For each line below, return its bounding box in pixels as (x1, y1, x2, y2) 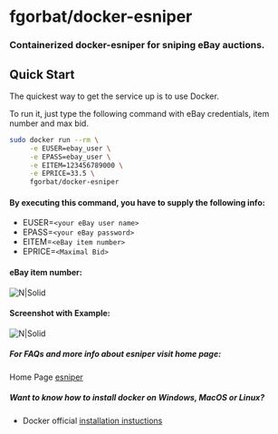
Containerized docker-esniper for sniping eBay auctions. (9, 39, 265, 52)
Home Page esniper (9, 371, 83, 382)
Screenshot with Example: (9, 308, 110, 319)
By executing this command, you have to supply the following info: (9, 197, 265, 207)
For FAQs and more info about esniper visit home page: (9, 349, 222, 360)
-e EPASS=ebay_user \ (29, 152, 111, 161)
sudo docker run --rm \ (9, 135, 100, 144)
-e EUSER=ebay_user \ (29, 143, 111, 153)
